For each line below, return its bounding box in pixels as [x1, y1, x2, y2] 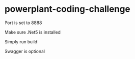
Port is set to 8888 [4, 20, 42, 26]
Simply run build [4, 38, 38, 45]
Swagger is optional [4, 48, 45, 54]
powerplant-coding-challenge [4, 3, 131, 15]
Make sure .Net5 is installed [4, 29, 61, 35]
